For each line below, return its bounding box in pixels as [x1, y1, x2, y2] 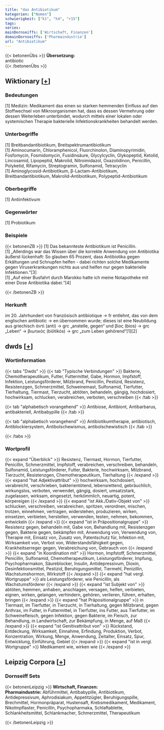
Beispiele [5, 232, 28, 239]
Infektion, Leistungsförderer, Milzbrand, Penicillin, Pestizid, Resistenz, [5, 378, 145, 385]
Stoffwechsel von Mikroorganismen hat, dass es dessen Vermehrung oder [5, 108, 155, 114]
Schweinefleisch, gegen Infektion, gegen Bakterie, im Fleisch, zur [5, 612, 137, 618]
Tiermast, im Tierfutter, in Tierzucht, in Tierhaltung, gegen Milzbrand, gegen [5, 602, 159, 608]
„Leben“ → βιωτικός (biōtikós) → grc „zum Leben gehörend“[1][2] [5, 328, 138, 334]
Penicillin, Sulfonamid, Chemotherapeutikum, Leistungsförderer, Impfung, [5, 555, 153, 561]
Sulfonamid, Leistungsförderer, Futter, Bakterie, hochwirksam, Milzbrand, [5, 466, 153, 473]
